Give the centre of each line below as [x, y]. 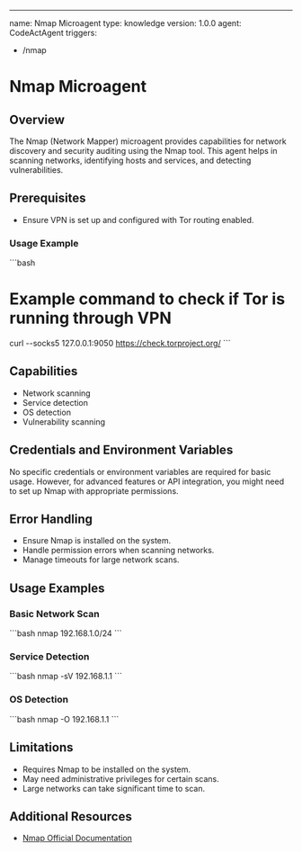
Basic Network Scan [55, 614]
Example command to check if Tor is [147, 299]
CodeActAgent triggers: [53, 33]
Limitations [41, 748]
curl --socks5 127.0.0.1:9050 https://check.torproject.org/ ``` [120, 344]
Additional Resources [71, 816]
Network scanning [57, 393]
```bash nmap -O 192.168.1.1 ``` [64, 719]
